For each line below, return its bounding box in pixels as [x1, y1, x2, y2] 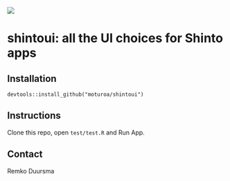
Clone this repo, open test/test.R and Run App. [7, 128, 145, 137]
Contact [7, 148, 43, 160]
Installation [7, 73, 57, 85]
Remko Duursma [7, 166, 55, 175]
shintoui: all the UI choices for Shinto [7, 31, 224, 46]
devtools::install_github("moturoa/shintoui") [7, 91, 144, 98]
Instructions [7, 110, 61, 121]
